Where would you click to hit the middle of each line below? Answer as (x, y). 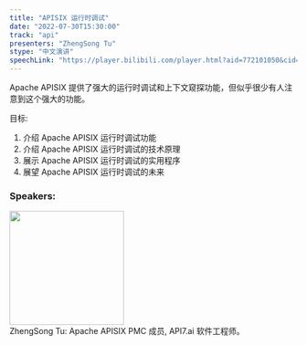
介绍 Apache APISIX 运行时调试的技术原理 (101, 149)
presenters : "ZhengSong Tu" (63, 43)
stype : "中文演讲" (42, 52)
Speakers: (33, 195)
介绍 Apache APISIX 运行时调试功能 (90, 137)
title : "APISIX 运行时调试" (59, 18)
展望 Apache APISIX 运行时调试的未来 (93, 172)
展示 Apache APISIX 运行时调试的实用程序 (101, 160)
